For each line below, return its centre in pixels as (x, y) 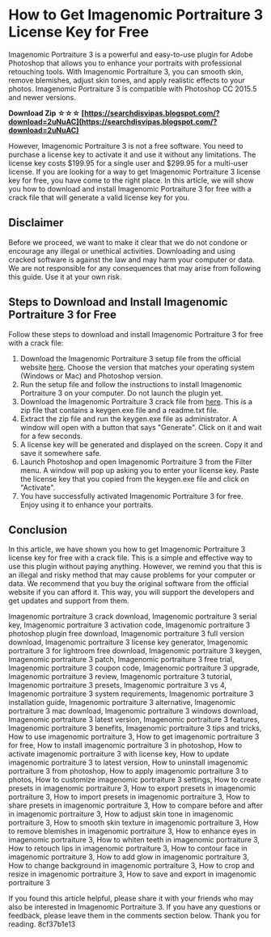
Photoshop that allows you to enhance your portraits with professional (125, 63)
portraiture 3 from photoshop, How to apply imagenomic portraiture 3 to (129, 771)
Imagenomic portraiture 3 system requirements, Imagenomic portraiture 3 (131, 694)
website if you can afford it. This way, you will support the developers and (131, 593)
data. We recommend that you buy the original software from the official (129, 584)
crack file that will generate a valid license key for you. (99, 197)
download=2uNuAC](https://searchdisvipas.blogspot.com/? (113, 121)
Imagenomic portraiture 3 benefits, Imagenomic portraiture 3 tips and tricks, (135, 728)
